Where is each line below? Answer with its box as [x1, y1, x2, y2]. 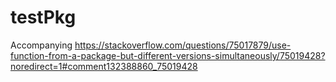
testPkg [10, 6, 77, 29]
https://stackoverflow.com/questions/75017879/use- [74, 39, 292, 51]
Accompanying [10, 39, 73, 51]
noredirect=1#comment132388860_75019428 [10, 60, 198, 72]
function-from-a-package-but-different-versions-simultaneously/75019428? [10, 49, 326, 61]
